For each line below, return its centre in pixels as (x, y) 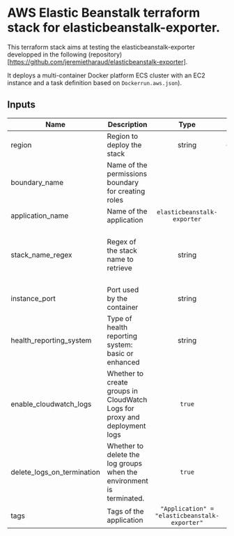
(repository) (105, 54)
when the (122, 472)
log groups (125, 463)
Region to (123, 136)
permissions (127, 174)
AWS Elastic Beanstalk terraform (104, 13)
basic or (120, 353)
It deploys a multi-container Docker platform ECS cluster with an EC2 (106, 75)
